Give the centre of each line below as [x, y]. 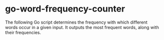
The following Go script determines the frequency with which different [76, 22]
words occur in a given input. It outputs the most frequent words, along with [82, 27]
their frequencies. [23, 32]
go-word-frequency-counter [65, 9]
